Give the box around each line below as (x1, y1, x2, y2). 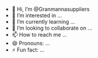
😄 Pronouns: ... (11, 40, 50, 47)
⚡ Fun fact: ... (11, 46, 45, 53)
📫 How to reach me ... (11, 31, 67, 38)
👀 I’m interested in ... (11, 12, 62, 19)
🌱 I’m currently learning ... (11, 18, 75, 25)
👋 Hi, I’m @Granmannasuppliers (11, 6, 90, 12)
